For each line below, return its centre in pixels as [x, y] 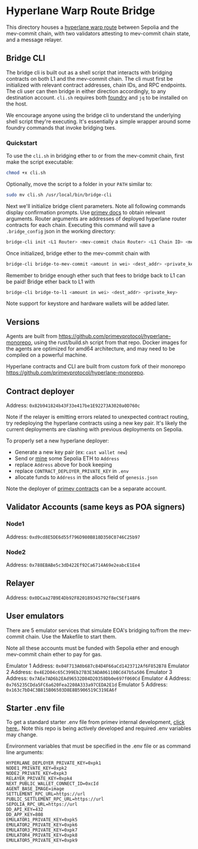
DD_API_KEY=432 [25, 810]
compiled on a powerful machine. [47, 355]
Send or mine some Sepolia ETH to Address [67, 458]
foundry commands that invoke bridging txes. [61, 127]
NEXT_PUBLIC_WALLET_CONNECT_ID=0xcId [52, 784]
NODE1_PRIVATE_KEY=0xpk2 [37, 768]
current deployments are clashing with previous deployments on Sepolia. [95, 430]
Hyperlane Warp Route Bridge [81, 11]
